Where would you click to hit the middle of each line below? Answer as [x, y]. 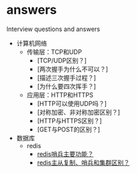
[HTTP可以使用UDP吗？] [72, 103]
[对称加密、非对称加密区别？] [78, 112]
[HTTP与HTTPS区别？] [70, 121]
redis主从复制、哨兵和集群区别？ [83, 162]
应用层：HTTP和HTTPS [60, 94]
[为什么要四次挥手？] [66, 86]
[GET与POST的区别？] [68, 129]
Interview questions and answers [53, 29]
